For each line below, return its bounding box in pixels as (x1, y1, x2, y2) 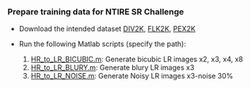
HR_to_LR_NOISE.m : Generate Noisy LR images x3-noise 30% (30, 71, 234, 81)
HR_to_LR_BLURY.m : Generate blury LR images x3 (30, 63, 195, 72)
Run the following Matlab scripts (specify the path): (18, 39, 187, 49)
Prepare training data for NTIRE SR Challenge (7, 6, 184, 17)
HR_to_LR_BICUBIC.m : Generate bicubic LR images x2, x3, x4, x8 (30, 54, 243, 64)
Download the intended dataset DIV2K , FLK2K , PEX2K (18, 24, 196, 34)
